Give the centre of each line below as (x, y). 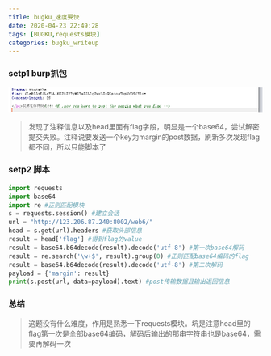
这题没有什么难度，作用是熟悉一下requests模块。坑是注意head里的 (140, 323)
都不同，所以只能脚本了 (67, 146)
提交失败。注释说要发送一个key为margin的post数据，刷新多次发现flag (144, 137)
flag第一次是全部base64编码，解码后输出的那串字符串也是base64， (141, 333)
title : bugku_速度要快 (44, 17)
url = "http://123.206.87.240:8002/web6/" (81, 222)
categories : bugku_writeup (54, 43)
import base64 (32, 197)
